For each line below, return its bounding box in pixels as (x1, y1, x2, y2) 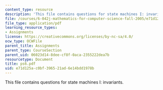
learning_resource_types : (5, 25, 57, 30)
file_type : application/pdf (5, 20, 62, 26)
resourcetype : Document (5, 57, 53, 62)
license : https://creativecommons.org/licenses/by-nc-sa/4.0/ (5, 35, 133, 39)
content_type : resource (5, 7, 53, 12)
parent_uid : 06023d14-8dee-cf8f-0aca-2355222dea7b (5, 52, 110, 57)
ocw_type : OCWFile (5, 39, 42, 44)
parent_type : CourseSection (5, 48, 62, 53)
